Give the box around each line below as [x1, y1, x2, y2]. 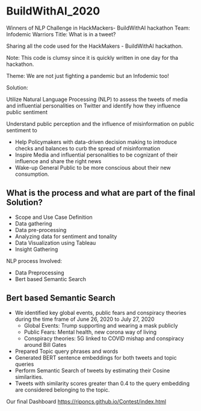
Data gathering [14, 219, 52, 227]
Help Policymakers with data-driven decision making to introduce [14, 138, 178, 146]
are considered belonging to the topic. [14, 386, 110, 393]
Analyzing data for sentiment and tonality [14, 233, 117, 240]
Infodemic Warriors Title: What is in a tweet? [6, 30, 116, 37]
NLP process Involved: [6, 257, 62, 264]
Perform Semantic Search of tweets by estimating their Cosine [14, 367, 170, 374]
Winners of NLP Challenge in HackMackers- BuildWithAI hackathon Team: [6, 24, 190, 31]
